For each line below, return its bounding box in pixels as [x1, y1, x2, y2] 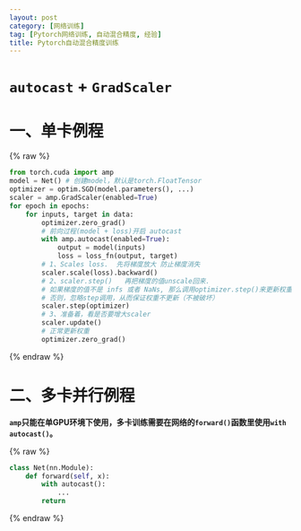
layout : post [9, 13, 58, 22]
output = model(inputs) [56, 243, 146, 252]
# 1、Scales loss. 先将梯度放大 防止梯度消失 [41, 260, 201, 269]
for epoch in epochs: [9, 201, 90, 211]
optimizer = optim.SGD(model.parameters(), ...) [9, 185, 194, 194]
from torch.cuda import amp [9, 168, 115, 178]
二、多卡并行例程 [9, 385, 136, 405]
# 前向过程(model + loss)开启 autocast [41, 226, 182, 236]
